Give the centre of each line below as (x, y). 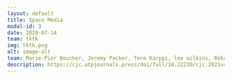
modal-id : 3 (24, 26)
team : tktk (23, 39)
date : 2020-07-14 (32, 33)
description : (26, 65)
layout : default (30, 13)
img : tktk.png (28, 45)
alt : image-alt (29, 52)
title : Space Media (35, 20)
